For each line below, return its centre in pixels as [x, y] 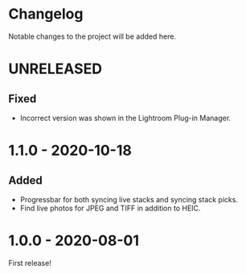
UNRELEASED [55, 69]
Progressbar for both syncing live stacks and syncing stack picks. [129, 199]
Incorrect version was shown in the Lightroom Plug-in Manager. [125, 118]
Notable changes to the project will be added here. [92, 36]
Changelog [46, 14]
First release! [30, 263]
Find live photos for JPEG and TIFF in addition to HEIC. [110, 208]
